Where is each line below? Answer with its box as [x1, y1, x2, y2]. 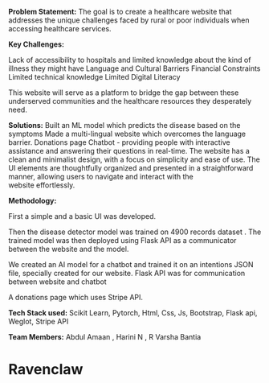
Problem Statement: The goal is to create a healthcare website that [8, 7, 232, 16]
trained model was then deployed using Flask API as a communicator [8, 236, 237, 245]
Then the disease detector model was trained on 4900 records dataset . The [8, 227, 262, 237]
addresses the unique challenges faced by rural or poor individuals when [8, 15, 251, 25]
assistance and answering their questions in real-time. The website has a [8, 146, 251, 155]
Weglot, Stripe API [8, 317, 69, 326]
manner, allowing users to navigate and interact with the [8, 172, 194, 181]
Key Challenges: [8, 39, 64, 49]
